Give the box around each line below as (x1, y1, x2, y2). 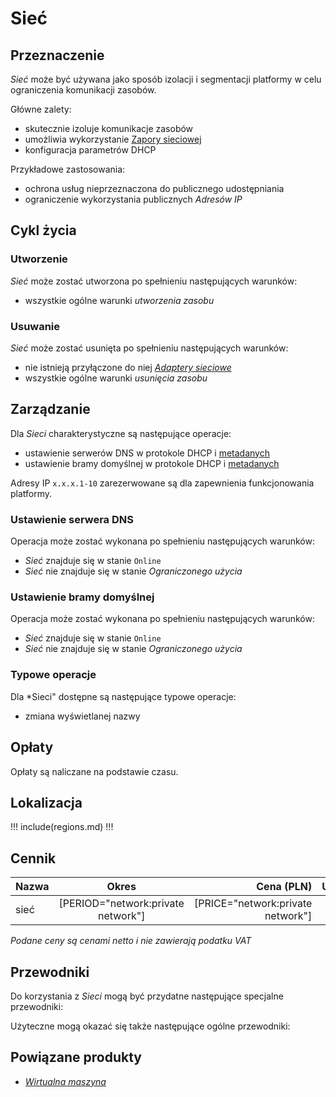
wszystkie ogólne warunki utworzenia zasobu (24, 294, 215, 306)
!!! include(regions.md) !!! (10, 821, 114, 833)
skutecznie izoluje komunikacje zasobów (24, 123, 194, 134)
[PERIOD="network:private (58, 897, 185, 911)
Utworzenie (10, 252, 68, 266)
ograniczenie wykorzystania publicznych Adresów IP (24, 193, 243, 205)
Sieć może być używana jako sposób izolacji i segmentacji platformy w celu (10, 73, 322, 85)
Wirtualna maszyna (24, 1075, 107, 1087)
